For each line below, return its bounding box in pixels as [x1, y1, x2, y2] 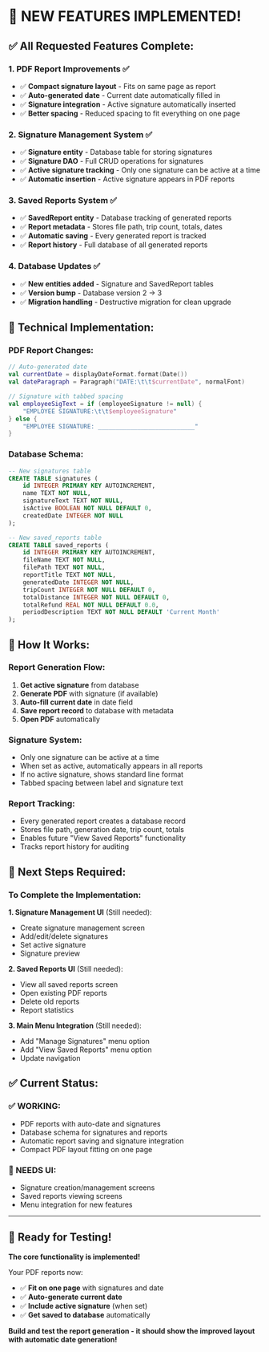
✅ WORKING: [8, 1101, 62, 1112]
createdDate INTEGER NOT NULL [22, 511, 124, 520]
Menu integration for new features [19, 1200, 133, 1210]
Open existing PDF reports [19, 989, 108, 998]
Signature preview [19, 948, 81, 958]
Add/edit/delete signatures [19, 932, 109, 941]
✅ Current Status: [8, 1077, 98, 1090]
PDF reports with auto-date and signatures [19, 1119, 162, 1128]
